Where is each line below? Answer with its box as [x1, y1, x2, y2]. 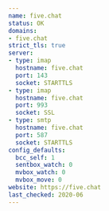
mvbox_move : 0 [15, 176, 62, 185]
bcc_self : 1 [15, 153, 56, 161]
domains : [8, 26, 37, 34]
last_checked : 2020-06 [8, 190, 84, 199]
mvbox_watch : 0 [15, 168, 66, 177]
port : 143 [15, 71, 48, 79]
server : [8, 49, 34, 57]
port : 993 [15, 101, 48, 109]
